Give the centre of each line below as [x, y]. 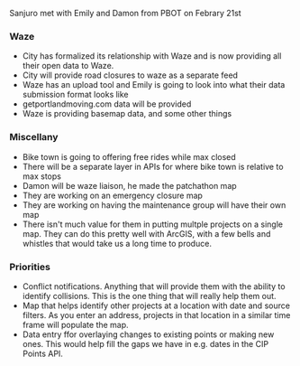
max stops [41, 176]
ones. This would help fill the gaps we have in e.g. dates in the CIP [145, 343]
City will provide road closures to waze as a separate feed [130, 75]
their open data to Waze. [68, 66]
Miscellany [34, 137]
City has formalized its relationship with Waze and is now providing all [152, 56]
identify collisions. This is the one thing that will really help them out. [149, 296]
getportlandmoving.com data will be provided [107, 104]
